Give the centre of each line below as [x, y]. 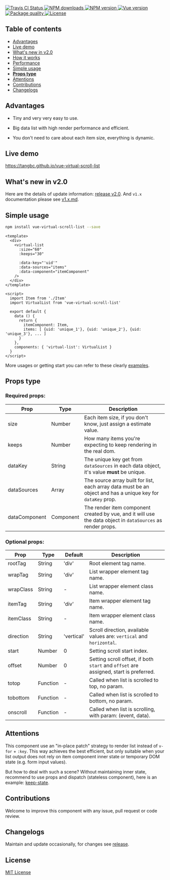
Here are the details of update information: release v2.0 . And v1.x [74, 194]
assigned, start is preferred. [122, 672]
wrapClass [20, 589]
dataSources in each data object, [122, 466]
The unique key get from [113, 459]
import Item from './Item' [38, 298]
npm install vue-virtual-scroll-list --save [53, 227]
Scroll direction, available [119, 630]
